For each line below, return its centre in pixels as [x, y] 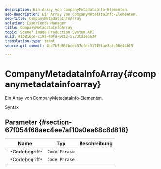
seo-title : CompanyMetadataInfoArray [43, 18]
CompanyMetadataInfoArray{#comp [80, 74]
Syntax [12, 107]
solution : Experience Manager [36, 23]
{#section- [55, 122]
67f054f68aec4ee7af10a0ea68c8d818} [67, 130]
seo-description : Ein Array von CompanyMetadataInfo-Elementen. [71, 14]
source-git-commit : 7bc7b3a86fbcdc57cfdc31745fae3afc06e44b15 [69, 46]
